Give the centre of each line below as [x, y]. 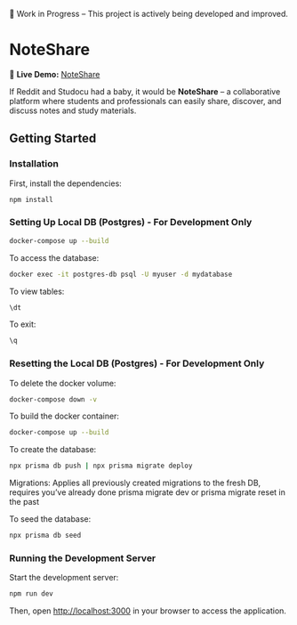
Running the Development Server [83, 558]
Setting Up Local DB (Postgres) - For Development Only [131, 223]
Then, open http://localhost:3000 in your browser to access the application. [148, 611]
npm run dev [31, 594]
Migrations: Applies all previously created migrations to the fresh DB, [135, 483]
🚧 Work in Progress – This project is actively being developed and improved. [149, 14]
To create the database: [53, 450]
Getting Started [53, 138]
